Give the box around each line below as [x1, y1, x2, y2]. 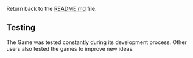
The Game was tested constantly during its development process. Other [6, 39, 187, 46]
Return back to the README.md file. [6, 5, 97, 12]
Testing [6, 22, 36, 33]
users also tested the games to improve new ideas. [6, 45, 134, 52]
